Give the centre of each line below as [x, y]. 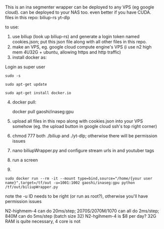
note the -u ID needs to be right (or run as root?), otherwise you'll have [77, 196]
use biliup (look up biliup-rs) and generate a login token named [76, 37]
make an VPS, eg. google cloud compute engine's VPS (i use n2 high [82, 47]
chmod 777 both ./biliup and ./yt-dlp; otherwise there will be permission [85, 136]
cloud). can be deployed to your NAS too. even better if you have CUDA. [78, 12]
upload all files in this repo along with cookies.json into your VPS [78, 121]
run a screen [25, 160]
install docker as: [29, 57]
